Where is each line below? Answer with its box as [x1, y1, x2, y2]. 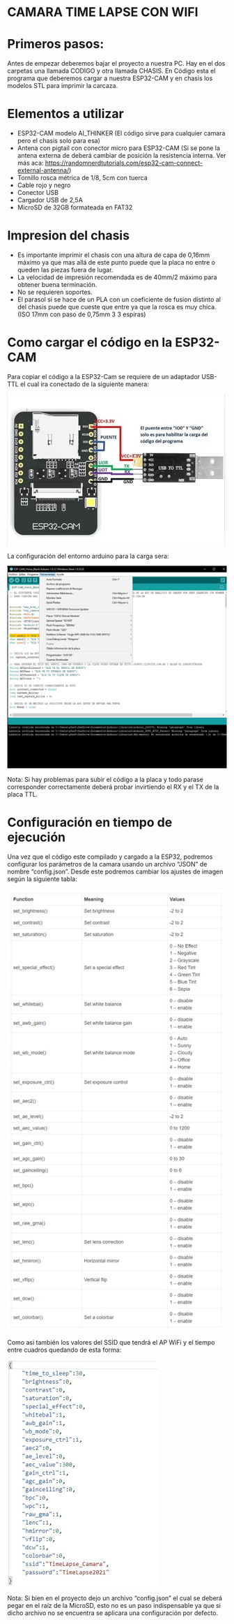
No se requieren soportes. [17, 288, 93, 296]
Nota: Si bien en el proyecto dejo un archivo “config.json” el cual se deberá [7, 1593, 223, 1602]
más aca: [17, 158, 44, 168]
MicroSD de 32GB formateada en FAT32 [17, 203, 133, 212]
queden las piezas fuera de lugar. [17, 266, 114, 274]
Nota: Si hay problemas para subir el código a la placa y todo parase [7, 776, 203, 784]
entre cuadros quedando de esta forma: [7, 1345, 122, 1354]
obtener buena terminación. [17, 281, 97, 288]
